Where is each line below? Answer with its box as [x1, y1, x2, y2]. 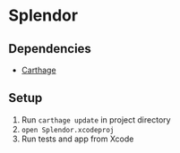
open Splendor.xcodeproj [21, 125, 115, 134]
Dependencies [8, 41, 91, 56]
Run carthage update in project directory [21, 114, 171, 125]
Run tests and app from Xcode [21, 133, 134, 144]
